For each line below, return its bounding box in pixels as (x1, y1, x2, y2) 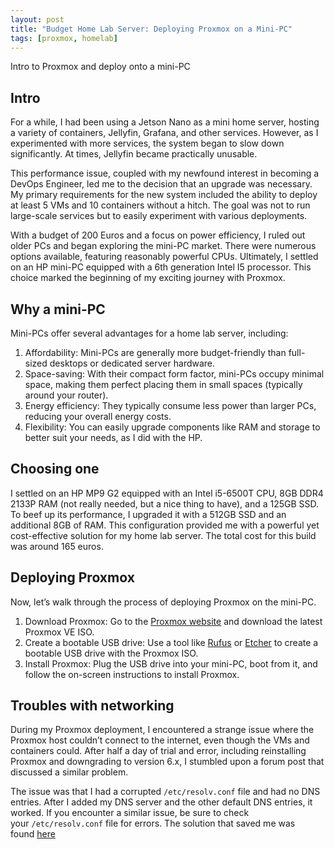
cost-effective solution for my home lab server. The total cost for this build (10, 529, 317, 541)
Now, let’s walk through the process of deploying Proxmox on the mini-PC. (10, 596, 317, 608)
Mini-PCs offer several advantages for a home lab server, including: (10, 327, 289, 339)
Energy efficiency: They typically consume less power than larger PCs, (24, 400, 317, 411)
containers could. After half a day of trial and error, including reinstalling (10, 745, 307, 757)
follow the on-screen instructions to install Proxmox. (24, 668, 240, 680)
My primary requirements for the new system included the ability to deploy (10, 189, 318, 201)
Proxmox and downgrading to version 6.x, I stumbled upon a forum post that (10, 756, 325, 768)
